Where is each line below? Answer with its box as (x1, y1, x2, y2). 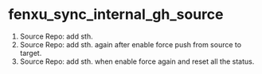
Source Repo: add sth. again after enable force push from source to (19, 39, 241, 49)
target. (19, 48, 42, 57)
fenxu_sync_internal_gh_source (8, 6, 224, 24)
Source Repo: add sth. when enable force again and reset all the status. (19, 57, 255, 66)
